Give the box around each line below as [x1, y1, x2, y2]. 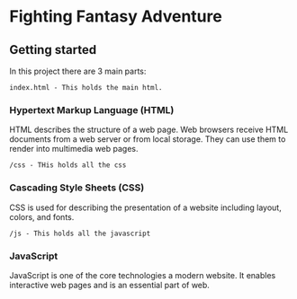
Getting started [9, 42, 97, 57]
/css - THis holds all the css [9, 161, 127, 170]
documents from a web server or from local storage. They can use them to [9, 134, 286, 145]
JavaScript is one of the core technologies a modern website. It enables [9, 269, 276, 280]
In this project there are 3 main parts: [9, 66, 147, 76]
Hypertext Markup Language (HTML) [9, 103, 175, 116]
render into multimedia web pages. [9, 144, 139, 154]
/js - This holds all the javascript [9, 229, 151, 238]
